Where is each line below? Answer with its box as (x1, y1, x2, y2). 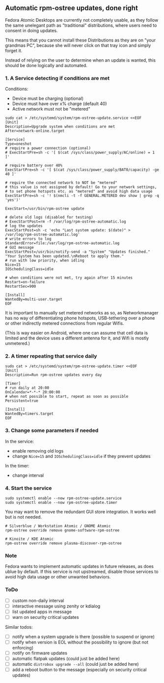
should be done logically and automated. (5, 62, 87, 68)
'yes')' (5, 197, 21, 203)
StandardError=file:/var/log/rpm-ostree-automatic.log (5, 241, 120, 246)
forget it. (5, 47, 23, 53)
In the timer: (5, 462, 29, 468)
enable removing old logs (12, 448, 64, 454)
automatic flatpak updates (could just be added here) (12, 656, 120, 662)
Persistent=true (5, 398, 38, 404)
